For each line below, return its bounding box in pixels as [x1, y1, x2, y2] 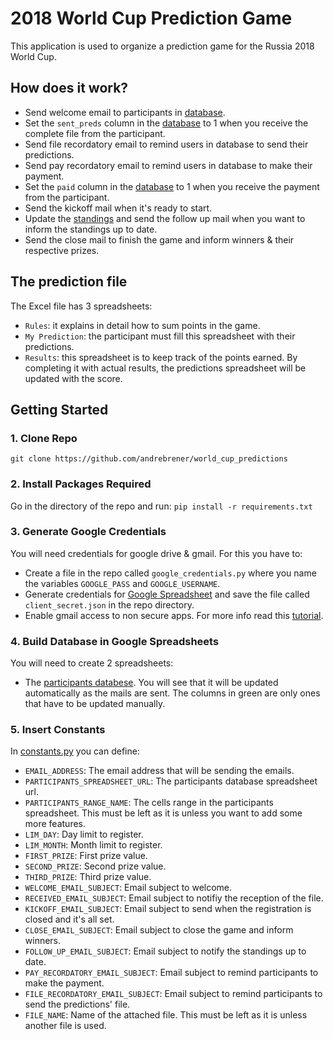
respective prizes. [24, 244, 100, 256]
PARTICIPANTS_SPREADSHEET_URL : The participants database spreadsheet [24, 775, 318, 787]
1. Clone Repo [10, 431, 78, 445]
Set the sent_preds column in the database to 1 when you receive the [24, 117, 309, 129]
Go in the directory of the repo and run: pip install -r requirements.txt [10, 500, 313, 512]
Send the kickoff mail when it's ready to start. [24, 202, 213, 214]
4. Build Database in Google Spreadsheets [10, 634, 220, 648]
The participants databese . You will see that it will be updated [24, 677, 279, 689]
